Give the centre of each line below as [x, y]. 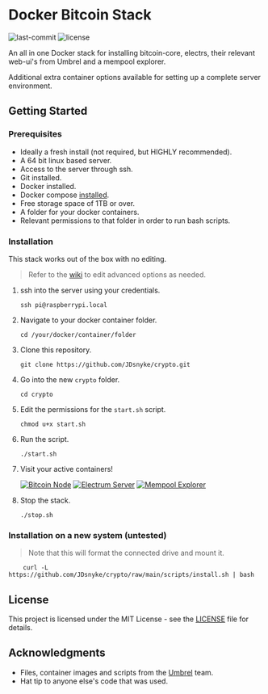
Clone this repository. [56, 350]
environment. [30, 86]
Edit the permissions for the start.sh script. [93, 409]
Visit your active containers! [66, 469]
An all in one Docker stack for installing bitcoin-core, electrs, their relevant [132, 53]
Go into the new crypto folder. [70, 379]
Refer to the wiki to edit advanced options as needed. [117, 274]
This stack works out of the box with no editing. [88, 259]
